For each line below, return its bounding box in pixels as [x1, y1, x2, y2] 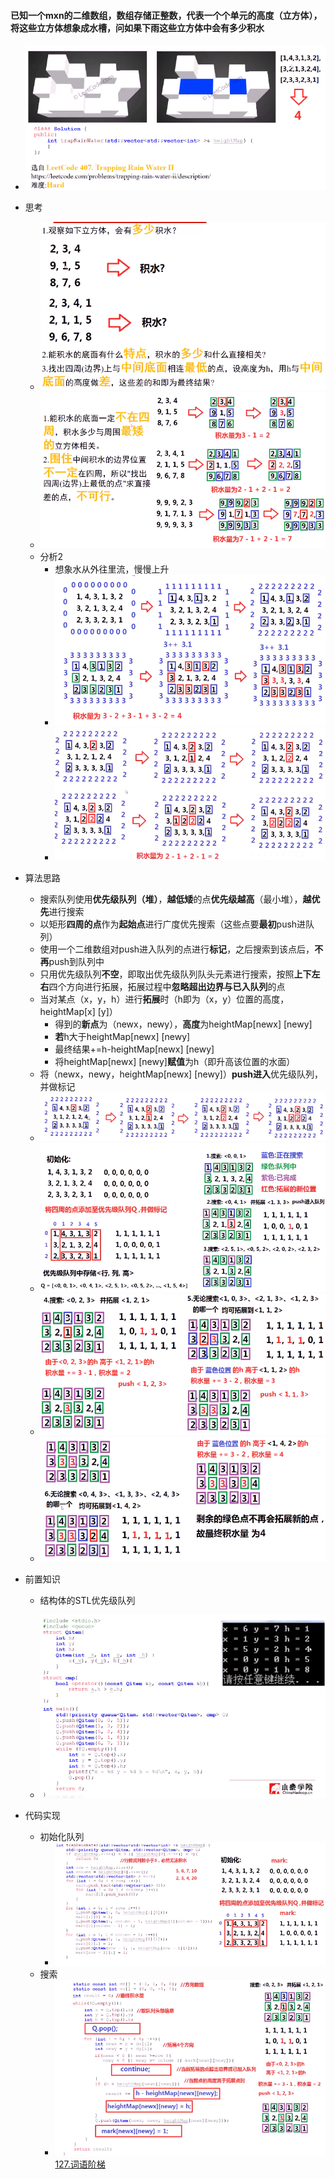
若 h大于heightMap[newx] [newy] [54, 1031, 191, 1043]
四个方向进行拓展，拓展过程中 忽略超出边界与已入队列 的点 [48, 981, 286, 993]
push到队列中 [48, 956, 105, 968]
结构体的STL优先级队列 [39, 1594, 136, 1606]
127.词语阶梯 [54, 2158, 106, 2170]
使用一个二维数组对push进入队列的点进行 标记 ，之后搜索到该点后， [39, 943, 315, 955]
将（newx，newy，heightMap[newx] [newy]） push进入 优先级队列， [39, 1068, 323, 1080]
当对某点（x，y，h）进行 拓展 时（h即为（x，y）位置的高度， [39, 993, 290, 1005]
